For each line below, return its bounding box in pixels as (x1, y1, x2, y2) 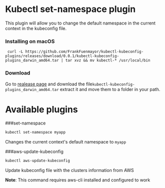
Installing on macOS (5, 37, 55, 44)
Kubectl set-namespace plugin (5, 3, 136, 15)
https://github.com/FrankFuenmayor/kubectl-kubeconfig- (25, 49, 144, 54)
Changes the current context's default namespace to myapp (5, 139, 126, 145)
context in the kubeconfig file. (5, 25, 67, 31)
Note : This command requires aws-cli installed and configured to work (5, 177, 151, 183)
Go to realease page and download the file (5, 81, 93, 87)
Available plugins (5, 103, 78, 115)
